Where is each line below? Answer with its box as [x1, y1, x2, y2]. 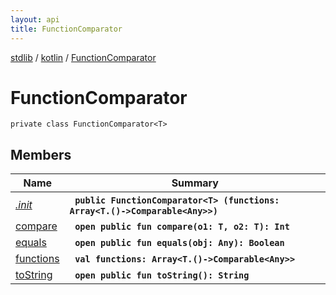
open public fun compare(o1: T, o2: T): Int [74, 221, 290, 233]
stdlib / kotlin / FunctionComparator [10, 51, 157, 63]
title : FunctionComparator [10, 24, 123, 34]
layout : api [10, 14, 60, 25]
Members [10, 146, 72, 163]
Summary [171, 176, 219, 190]
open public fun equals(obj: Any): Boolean [74, 237, 285, 249]
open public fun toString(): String [74, 270, 250, 281]
